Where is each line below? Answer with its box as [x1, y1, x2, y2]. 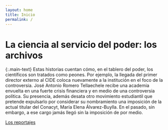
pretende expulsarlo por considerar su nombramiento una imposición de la [5, 99, 162, 105]
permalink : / [5, 17, 33, 22]
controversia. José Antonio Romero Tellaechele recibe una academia [5, 82, 150, 89]
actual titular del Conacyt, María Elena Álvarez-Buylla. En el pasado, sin [5, 104, 155, 110]
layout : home [5, 7, 33, 13]
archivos [5, 49, 43, 61]
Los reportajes [5, 119, 36, 125]
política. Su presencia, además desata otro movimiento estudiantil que [5, 93, 153, 100]
